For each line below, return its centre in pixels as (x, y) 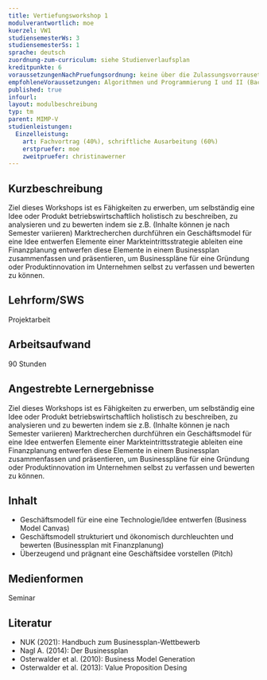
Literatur (30, 623)
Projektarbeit (29, 319)
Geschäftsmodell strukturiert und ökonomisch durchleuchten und (126, 537)
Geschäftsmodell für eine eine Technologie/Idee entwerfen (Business (133, 520)
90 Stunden (27, 364)
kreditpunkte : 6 (35, 68)
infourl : (23, 97)
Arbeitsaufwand (50, 344)
